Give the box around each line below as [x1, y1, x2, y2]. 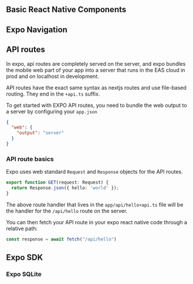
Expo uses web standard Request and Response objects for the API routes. [6, 168, 183, 175]
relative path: [6, 225, 38, 232]
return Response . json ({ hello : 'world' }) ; [11, 185, 119, 191]
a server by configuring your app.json [6, 108, 98, 115]
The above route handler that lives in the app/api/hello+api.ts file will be [6, 201, 184, 208]
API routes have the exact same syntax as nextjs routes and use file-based [6, 84, 187, 91]
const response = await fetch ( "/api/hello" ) [6, 236, 117, 242]
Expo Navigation [6, 25, 67, 35]
